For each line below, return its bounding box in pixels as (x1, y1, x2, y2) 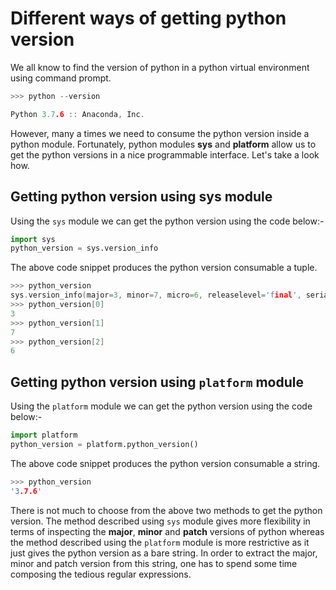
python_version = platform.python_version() (10, 439, 199, 449)
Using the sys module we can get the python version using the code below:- (10, 215, 325, 227)
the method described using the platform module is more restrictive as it (10, 536, 310, 548)
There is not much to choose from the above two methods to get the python (10, 504, 323, 516)
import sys (10, 234, 56, 244)
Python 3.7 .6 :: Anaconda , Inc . (10, 109, 145, 119)
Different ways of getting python (10, 7, 287, 30)
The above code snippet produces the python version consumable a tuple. (10, 262, 318, 274)
